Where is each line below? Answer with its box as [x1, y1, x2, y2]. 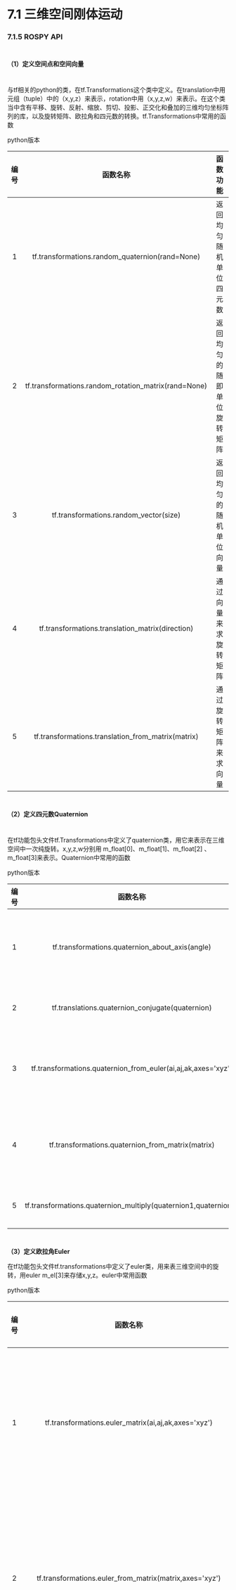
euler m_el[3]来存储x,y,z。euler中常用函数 [25, 1271, 147, 1280]
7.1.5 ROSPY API [7, 32, 63, 42]
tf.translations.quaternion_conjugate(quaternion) [51, 1003, 212, 1013]
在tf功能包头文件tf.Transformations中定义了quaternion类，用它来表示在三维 [7, 836, 225, 845]
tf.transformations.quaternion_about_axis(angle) [52, 942, 212, 952]
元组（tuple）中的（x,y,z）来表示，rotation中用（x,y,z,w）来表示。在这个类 [7, 94, 226, 103]
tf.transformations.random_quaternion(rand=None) [32, 252, 201, 262]
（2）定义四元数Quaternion [7, 810, 88, 819]
